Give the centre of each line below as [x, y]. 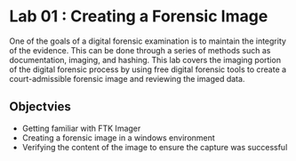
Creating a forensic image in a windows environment [118, 137]
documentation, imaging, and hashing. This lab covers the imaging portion [145, 60]
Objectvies [40, 107]
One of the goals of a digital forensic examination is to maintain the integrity [148, 41]
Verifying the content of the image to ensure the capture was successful [155, 147]
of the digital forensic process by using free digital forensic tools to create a [148, 69]
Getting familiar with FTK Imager [81, 128]
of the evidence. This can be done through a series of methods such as [140, 50]
